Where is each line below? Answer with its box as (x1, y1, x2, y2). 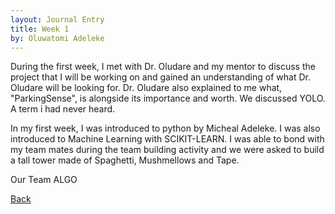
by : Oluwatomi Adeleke (10, 33, 105, 43)
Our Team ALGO (10, 174, 78, 186)
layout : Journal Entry (10, 14, 105, 25)
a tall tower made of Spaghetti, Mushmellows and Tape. (10, 154, 240, 166)
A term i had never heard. (10, 103, 116, 115)
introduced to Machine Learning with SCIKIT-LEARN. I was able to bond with (10, 133, 325, 145)
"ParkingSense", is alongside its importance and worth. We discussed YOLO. (10, 92, 326, 105)
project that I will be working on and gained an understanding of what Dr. (10, 71, 311, 83)
